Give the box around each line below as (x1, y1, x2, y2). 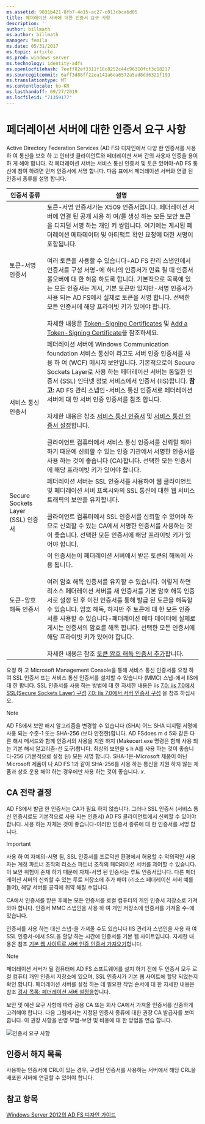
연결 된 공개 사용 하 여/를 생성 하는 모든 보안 (60, 212, 178, 221)
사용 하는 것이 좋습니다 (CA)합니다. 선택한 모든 (46, 456, 173, 465)
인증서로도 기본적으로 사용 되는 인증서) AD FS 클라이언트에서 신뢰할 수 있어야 (12, 813, 196, 820)
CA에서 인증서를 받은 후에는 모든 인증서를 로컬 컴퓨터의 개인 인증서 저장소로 (6, 896, 187, 904)
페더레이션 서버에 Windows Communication (46, 340, 169, 348)
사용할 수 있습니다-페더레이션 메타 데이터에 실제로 (60, 614, 196, 623)
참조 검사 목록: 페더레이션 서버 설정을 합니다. (6, 988, 111, 995)
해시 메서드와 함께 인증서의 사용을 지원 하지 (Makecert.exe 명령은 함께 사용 (12, 737, 192, 745)
